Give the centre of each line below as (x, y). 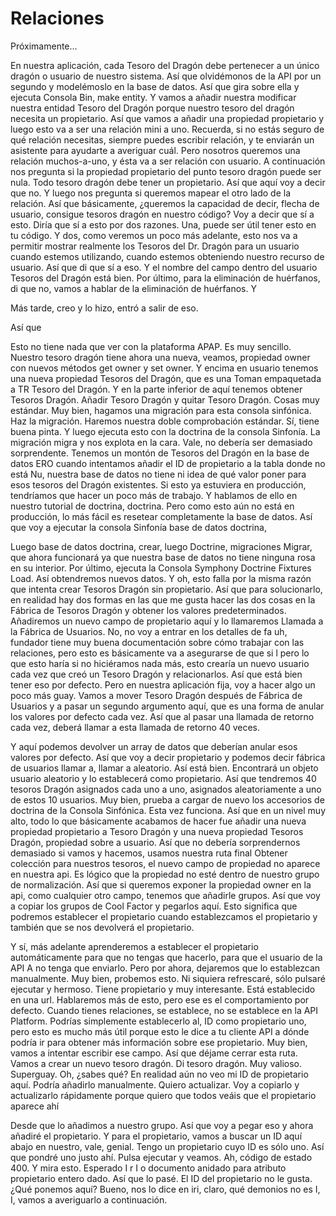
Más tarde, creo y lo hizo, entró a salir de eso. (104, 308)
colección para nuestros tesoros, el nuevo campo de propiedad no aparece (165, 863)
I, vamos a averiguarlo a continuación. (89, 1199)
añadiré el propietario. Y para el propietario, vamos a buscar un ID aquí (156, 1136)
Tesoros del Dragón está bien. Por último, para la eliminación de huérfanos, (165, 278)
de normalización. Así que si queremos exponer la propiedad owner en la (161, 884)
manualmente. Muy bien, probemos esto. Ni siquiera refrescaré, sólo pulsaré (168, 978)
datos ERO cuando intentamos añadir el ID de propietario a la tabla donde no (168, 463)
